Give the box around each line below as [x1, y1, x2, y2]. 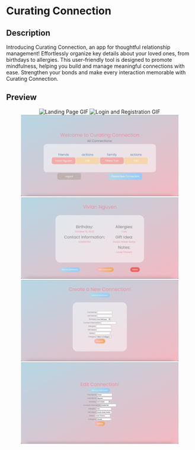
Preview [6, 92, 37, 102]
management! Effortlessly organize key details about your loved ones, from [6, 50, 190, 57]
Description [6, 28, 50, 38]
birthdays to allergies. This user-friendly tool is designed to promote [6, 56, 172, 63]
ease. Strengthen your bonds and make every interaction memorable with [6, 69, 186, 75]
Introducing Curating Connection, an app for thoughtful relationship [6, 43, 171, 51]
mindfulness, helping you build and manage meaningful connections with [6, 62, 185, 70]
